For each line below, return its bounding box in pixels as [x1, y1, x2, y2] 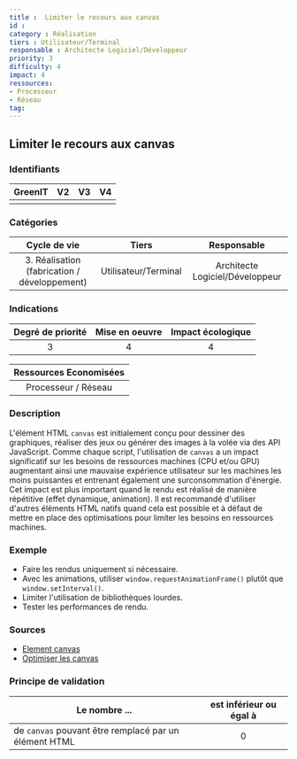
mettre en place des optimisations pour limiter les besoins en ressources [9, 512, 274, 523]
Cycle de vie [26, 239, 80, 252]
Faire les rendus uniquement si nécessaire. [21, 564, 179, 575]
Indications [9, 303, 59, 315]
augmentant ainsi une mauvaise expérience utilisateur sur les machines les [9, 465, 282, 476]
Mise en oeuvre [95, 325, 163, 337]
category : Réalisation [9, 29, 97, 38]
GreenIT [13, 185, 49, 197]
